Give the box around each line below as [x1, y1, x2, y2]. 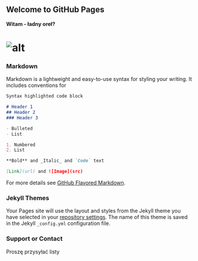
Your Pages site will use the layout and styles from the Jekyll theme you [6, 207, 181, 214]
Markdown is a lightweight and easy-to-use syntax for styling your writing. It [6, 76, 192, 83]
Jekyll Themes [6, 194, 50, 202]
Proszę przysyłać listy [6, 248, 60, 255]
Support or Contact [6, 234, 63, 243]
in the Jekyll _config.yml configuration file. [6, 220, 111, 227]
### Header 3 [6, 115, 38, 120]
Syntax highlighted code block [6, 93, 83, 99]
